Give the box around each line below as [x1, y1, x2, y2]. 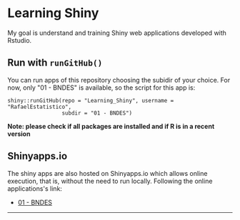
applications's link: [7, 184, 63, 193]
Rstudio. [7, 36, 32, 44]
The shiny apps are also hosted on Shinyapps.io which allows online [7, 169, 208, 177]
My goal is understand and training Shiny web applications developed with [7, 28, 227, 37]
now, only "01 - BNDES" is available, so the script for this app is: [7, 83, 196, 92]
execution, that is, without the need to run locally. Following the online [7, 177, 213, 185]
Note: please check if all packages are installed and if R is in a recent [7, 122, 215, 130]
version [7, 130, 31, 138]
